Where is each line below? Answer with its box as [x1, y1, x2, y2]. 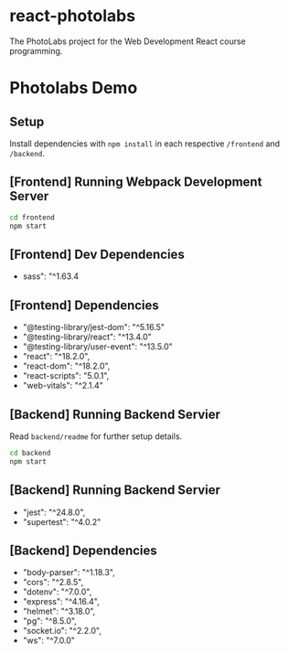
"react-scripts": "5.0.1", [22, 370, 110, 381]
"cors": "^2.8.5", [22, 577, 84, 588]
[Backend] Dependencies [9, 542, 157, 558]
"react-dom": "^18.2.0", [22, 360, 111, 371]
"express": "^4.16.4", [22, 596, 100, 607]
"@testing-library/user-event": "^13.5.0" [22, 341, 174, 352]
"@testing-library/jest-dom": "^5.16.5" [22, 322, 166, 333]
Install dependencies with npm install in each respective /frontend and [9, 138, 281, 149]
